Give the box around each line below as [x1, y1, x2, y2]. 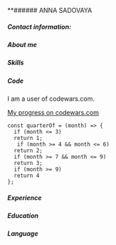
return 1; [14, 135, 43, 142]
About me [7, 40, 38, 49]
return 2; [14, 147, 43, 154]
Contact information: [7, 22, 72, 31]
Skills [7, 59, 24, 67]
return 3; [14, 160, 43, 167]
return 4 [14, 172, 40, 179]
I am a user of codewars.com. [7, 94, 95, 103]
